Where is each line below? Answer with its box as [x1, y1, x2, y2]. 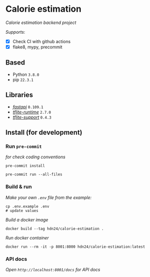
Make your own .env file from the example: [5, 194, 92, 200]
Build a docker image [5, 216, 48, 223]
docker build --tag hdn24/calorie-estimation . [5, 226, 104, 231]
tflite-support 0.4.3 [12, 114, 52, 120]
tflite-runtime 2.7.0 [12, 109, 51, 115]
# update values [5, 208, 38, 213]
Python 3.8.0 [12, 71, 39, 77]
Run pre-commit [5, 143, 42, 149]
